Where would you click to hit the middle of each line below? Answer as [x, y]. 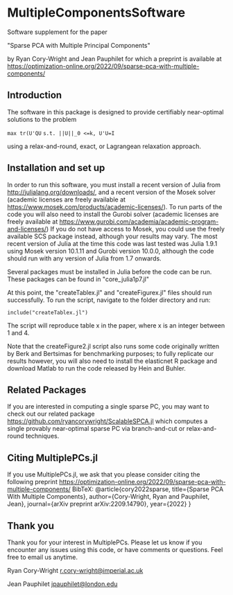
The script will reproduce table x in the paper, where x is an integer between [116, 325]
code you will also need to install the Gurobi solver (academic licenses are [113, 214]
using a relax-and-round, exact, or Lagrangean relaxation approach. [104, 146]
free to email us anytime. [43, 557]
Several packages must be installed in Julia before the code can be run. [110, 272]
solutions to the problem [42, 119]
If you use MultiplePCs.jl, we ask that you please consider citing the [104, 474]
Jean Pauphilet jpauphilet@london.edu [62, 584]
